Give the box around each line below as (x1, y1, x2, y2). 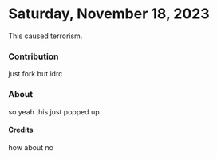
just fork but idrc (8, 69, 63, 79)
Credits (8, 125, 34, 135)
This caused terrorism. (8, 31, 83, 41)
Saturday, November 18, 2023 (8, 5, 210, 23)
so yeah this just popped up (8, 107, 100, 116)
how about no (8, 142, 54, 152)
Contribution (8, 51, 59, 62)
